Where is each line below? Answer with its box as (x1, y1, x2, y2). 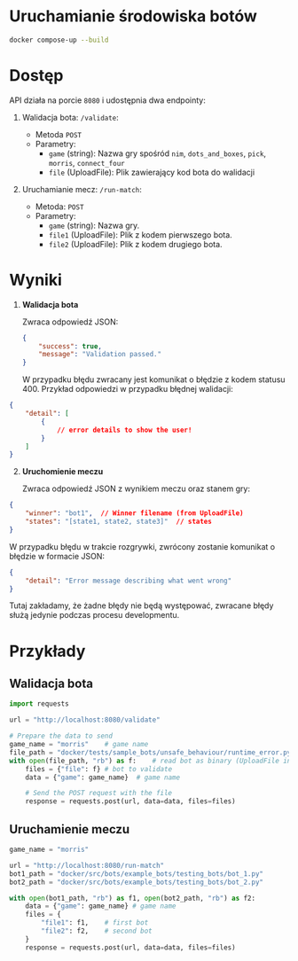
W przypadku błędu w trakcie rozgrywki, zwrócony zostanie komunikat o (9, 541, 276, 551)
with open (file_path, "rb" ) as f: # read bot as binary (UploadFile (9, 756, 279, 765)
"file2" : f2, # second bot (41, 926, 153, 935)
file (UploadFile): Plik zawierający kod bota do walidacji (48, 167, 255, 177)
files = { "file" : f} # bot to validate (25, 764, 173, 773)
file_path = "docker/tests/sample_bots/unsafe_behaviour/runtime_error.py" (9, 747, 295, 757)
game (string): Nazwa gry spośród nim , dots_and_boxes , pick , (48, 148, 267, 159)
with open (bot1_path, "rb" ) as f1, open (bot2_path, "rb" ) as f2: (9, 894, 255, 902)
